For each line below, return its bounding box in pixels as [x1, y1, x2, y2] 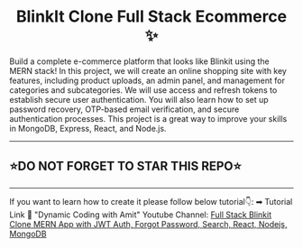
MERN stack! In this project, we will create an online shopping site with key [9, 65, 287, 76]
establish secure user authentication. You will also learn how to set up [9, 94, 269, 105]
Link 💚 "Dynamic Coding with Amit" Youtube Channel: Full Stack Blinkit [9, 209, 272, 220]
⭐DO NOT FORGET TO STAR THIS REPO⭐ [9, 159, 242, 174]
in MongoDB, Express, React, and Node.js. [9, 123, 167, 133]
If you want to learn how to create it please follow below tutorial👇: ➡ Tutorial [9, 196, 293, 207]
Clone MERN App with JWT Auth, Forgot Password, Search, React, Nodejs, [9, 218, 288, 229]
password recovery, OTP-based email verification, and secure [9, 104, 240, 115]
